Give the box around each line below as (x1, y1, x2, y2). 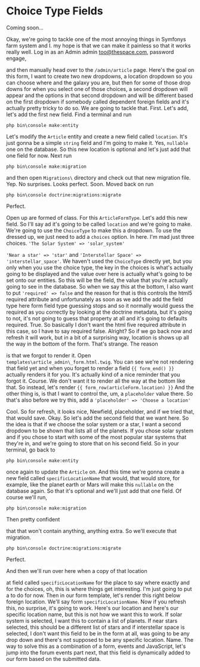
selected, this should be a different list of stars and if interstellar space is (6, 623, 185, 630)
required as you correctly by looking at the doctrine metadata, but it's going (6, 308, 192, 316)
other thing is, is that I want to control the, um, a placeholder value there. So (6, 390, 193, 397)
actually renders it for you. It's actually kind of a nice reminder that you (6, 371, 180, 378)
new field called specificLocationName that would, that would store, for (6, 474, 180, 481)
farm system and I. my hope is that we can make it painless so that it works (6, 42, 191, 49)
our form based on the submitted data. (6, 655, 101, 662)
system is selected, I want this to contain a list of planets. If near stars (6, 617, 178, 624)
